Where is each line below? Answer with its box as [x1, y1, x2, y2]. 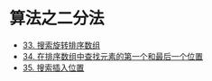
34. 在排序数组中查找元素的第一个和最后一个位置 [22, 50, 203, 61]
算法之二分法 [9, 8, 106, 29]
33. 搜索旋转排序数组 [22, 40, 101, 50]
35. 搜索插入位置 [22, 62, 85, 73]
